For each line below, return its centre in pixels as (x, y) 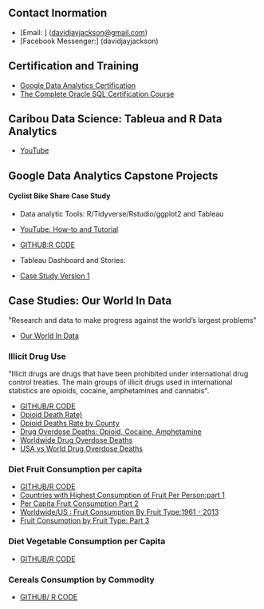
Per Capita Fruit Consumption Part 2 (79, 504)
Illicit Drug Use (37, 356)
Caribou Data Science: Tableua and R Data (115, 119)
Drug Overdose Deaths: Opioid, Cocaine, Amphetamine (110, 432)
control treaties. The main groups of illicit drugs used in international (120, 382)
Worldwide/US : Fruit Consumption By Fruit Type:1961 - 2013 (119, 512)
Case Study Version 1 (55, 276)
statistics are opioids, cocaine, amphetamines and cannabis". (109, 391)
